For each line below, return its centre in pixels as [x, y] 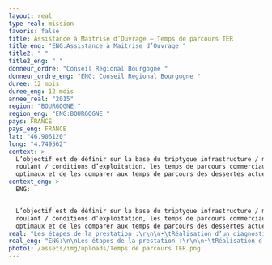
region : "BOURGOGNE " [45, 106]
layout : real [30, 16]
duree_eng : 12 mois [41, 91]
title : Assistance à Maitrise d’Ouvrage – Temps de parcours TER [121, 38]
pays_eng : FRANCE [38, 129]
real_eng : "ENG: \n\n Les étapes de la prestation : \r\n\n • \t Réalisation [132, 241]
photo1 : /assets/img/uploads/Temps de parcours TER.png [104, 249]
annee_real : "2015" [41, 99]
